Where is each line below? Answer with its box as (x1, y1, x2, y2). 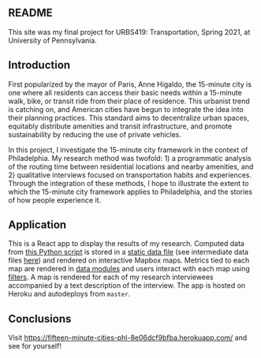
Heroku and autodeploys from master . (8, 289, 131, 299)
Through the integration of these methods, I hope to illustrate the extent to (8, 178, 249, 188)
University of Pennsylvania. (8, 35, 97, 45)
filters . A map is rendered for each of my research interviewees (8, 272, 214, 282)
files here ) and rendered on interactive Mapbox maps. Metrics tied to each (8, 255, 250, 265)
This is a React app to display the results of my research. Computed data (8, 239, 244, 248)
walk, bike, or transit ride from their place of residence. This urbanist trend (8, 96, 250, 106)
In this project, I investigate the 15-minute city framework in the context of (8, 145, 248, 155)
